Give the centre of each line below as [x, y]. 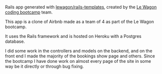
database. [15, 41]
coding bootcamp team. [29, 12]
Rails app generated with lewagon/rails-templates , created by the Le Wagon [81, 7]
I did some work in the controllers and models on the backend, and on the [79, 51]
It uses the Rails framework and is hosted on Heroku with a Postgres [73, 36]
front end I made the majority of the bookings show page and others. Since [80, 56]
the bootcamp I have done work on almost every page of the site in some [78, 61]
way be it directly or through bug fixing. [44, 66]
